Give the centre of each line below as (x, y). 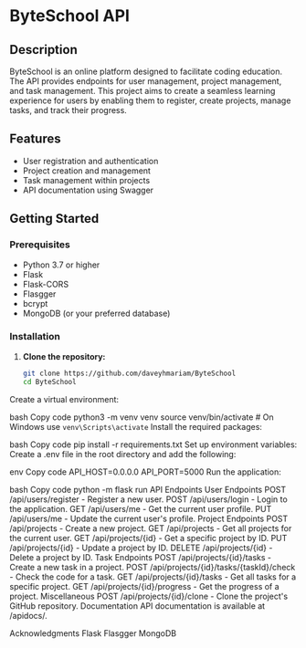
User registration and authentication (90, 161)
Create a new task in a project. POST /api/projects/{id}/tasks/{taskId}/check (153, 567)
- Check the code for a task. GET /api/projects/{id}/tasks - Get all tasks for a (153, 577)
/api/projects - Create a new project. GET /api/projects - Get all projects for (151, 528)
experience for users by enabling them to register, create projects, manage (150, 100)
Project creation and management (86, 171)
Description (43, 50)
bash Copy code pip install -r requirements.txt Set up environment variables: (153, 444)
